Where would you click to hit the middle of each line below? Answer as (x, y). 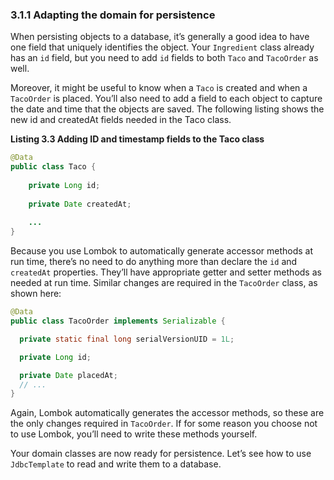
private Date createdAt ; (80, 204)
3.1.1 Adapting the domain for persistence (113, 15)
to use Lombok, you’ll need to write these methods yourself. (134, 434)
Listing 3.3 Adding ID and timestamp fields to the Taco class (137, 139)
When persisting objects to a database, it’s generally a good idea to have (160, 37)
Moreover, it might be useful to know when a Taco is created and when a (159, 88)
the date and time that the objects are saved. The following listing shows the (167, 109)
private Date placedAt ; (68, 375)
